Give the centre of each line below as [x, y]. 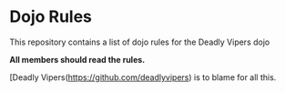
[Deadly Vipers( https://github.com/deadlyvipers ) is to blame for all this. [143, 77]
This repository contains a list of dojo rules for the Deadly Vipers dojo [140, 42]
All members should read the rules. [77, 59]
